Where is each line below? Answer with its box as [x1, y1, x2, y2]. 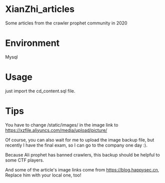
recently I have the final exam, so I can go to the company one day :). [5, 142, 147, 148]
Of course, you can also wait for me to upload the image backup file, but [5, 137, 154, 143]
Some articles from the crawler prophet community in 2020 [5, 20, 127, 26]
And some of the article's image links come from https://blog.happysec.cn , [5, 167, 159, 173]
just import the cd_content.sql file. [5, 88, 75, 94]
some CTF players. [5, 157, 44, 163]
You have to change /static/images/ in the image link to [5, 122, 118, 128]
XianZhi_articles [5, 3, 75, 15]
